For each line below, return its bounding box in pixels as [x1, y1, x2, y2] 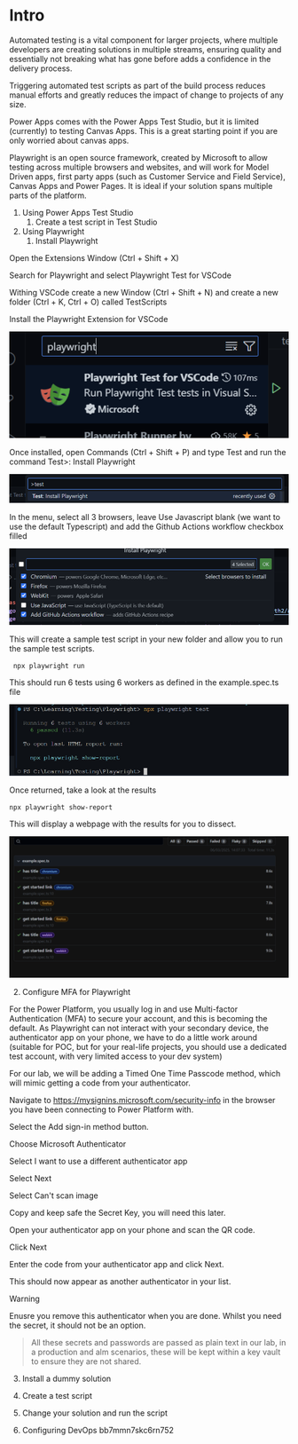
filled [9, 531, 28, 541]
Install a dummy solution [21, 1373, 112, 1384]
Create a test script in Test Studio [35, 217, 158, 227]
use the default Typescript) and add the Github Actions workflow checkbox [9, 521, 284, 533]
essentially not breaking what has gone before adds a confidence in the [9, 53, 271, 64]
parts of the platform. [9, 190, 87, 201]
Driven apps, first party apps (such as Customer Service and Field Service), [9, 170, 286, 182]
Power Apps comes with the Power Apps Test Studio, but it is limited [9, 116, 259, 127]
